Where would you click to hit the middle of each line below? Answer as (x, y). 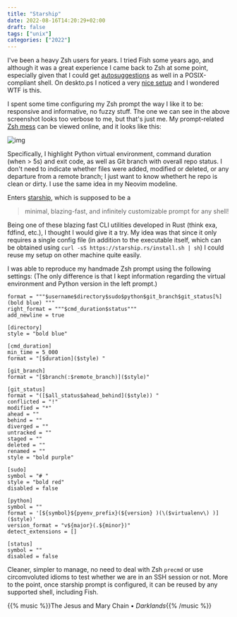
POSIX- (195, 76)
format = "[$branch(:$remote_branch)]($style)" (79, 377)
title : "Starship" (34, 14)
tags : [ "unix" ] (30, 34)
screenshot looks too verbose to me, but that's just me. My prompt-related (116, 119)
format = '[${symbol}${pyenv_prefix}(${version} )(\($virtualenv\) (109, 513)
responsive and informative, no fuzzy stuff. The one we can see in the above (119, 112)
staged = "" (25, 439)
